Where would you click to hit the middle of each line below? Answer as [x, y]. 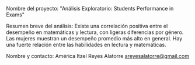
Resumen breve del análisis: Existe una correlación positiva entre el [87, 26]
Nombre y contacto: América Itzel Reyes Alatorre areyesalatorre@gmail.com [98, 56]
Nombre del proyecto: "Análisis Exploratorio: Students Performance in [90, 8]
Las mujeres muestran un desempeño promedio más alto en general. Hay [94, 38]
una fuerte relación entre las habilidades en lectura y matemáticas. [86, 45]
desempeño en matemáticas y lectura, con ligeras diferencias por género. [95, 32]
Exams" [15, 15]
